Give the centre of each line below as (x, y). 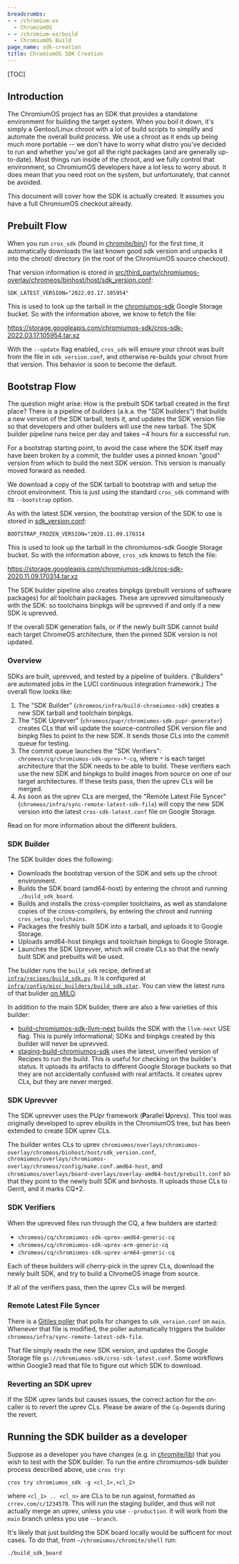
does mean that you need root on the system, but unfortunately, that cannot (119, 174)
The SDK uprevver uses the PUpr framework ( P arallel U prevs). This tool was (119, 1116)
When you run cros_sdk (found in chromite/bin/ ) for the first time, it (106, 243)
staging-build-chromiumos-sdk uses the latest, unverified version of (118, 1051)
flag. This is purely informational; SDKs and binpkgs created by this (116, 1036)
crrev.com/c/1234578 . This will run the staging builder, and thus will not (111, 1503)
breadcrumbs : (27, 14)
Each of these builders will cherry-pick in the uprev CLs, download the (111, 1265)
